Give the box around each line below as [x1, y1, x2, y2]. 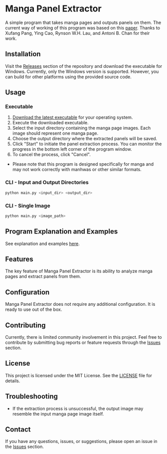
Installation [5, 50, 41, 58]
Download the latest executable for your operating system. [12, 114, 133, 120]
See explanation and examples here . [5, 240, 80, 246]
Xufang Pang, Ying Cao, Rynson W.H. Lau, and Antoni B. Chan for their [5, 30, 150, 36]
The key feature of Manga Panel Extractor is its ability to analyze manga [5, 268, 153, 274]
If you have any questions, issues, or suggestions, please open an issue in [5, 439, 158, 445]
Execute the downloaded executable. [12, 120, 89, 126]
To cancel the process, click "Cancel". [12, 152, 91, 158]
